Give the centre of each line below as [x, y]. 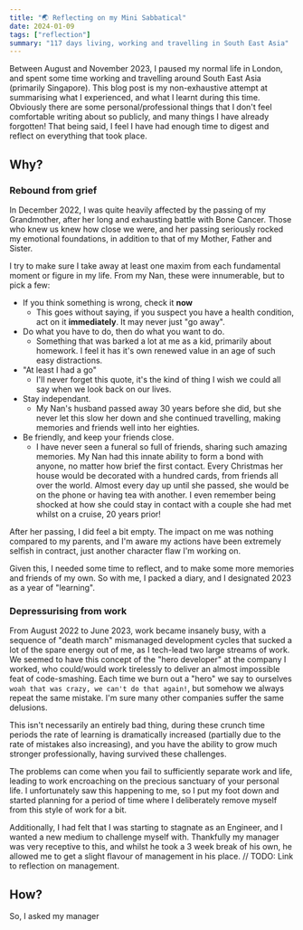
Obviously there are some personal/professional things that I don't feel [141, 107]
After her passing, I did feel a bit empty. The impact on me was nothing [142, 531]
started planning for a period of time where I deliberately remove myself [143, 801]
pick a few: [30, 285]
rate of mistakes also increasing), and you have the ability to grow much [143, 745]
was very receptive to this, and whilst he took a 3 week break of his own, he [151, 847]
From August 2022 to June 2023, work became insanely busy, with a [138, 631]
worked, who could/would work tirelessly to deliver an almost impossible [145, 669]
